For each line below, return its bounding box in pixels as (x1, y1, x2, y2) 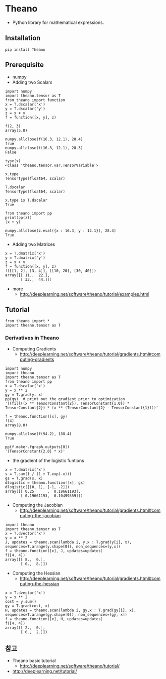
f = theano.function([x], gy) (5, 414, 68, 419)
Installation (5, 34, 41, 42)
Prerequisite (5, 61, 44, 69)
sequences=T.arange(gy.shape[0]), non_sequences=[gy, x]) (5, 612, 127, 617)
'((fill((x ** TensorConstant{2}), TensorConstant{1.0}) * (5, 401, 130, 406)
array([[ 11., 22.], (5, 272, 50, 278)
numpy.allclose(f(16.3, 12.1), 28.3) (5, 145, 83, 150)
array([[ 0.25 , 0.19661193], (5, 489, 81, 494)
